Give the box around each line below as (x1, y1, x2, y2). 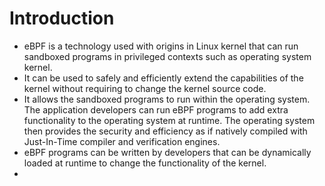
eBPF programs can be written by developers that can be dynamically (23, 146, 312, 158)
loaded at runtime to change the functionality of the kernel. (23, 157, 267, 169)
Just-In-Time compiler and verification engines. (23, 135, 221, 147)
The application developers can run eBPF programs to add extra (23, 103, 289, 116)
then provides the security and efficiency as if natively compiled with (23, 125, 308, 137)
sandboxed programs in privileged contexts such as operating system (23, 50, 312, 62)
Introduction (9, 7, 115, 30)
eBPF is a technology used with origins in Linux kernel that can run (23, 40, 299, 52)
